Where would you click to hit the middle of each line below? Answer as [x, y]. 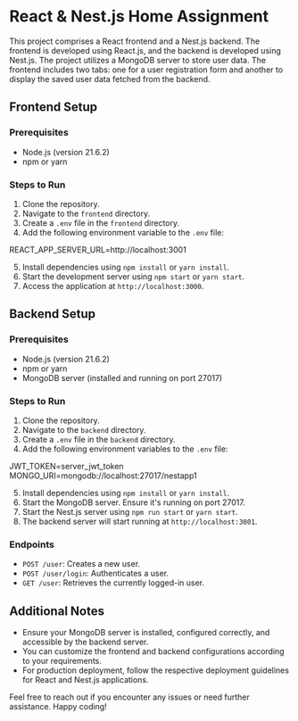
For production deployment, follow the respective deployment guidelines [156, 670]
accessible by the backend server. [85, 642]
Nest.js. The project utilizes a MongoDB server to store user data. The [137, 60]
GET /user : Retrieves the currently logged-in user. [113, 583]
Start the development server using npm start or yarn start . [133, 276]
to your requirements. [62, 661]
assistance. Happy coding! [58, 707]
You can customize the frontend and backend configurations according [153, 651]
